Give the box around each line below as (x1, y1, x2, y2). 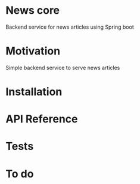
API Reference (5, 112, 78, 126)
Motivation (5, 44, 61, 58)
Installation (5, 85, 63, 99)
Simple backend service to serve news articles (5, 64, 120, 71)
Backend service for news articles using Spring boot (5, 23, 135, 30)
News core (5, 4, 60, 17)
